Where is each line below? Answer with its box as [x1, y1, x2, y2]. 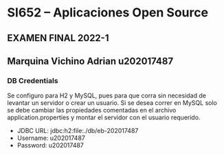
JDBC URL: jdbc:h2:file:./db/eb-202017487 [16, 127, 139, 135]
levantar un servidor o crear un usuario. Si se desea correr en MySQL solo [7, 99, 218, 107]
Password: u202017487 [16, 141, 85, 150]
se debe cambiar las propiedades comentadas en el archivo [7, 106, 177, 115]
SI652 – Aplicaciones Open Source [7, 5, 208, 21]
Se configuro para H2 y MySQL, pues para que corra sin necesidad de [7, 91, 206, 100]
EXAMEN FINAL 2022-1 [7, 32, 109, 44]
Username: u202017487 [16, 134, 86, 142]
